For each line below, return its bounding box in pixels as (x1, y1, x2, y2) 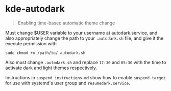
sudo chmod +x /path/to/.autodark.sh (5, 50, 86, 55)
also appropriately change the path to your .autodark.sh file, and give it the (5, 35, 164, 41)
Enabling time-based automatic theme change (17, 20, 115, 26)
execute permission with (5, 40, 57, 46)
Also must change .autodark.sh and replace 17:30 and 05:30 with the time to (5, 59, 166, 65)
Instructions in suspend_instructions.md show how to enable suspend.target (5, 74, 166, 80)
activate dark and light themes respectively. (5, 65, 97, 71)
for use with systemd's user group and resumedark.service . (5, 80, 130, 86)
